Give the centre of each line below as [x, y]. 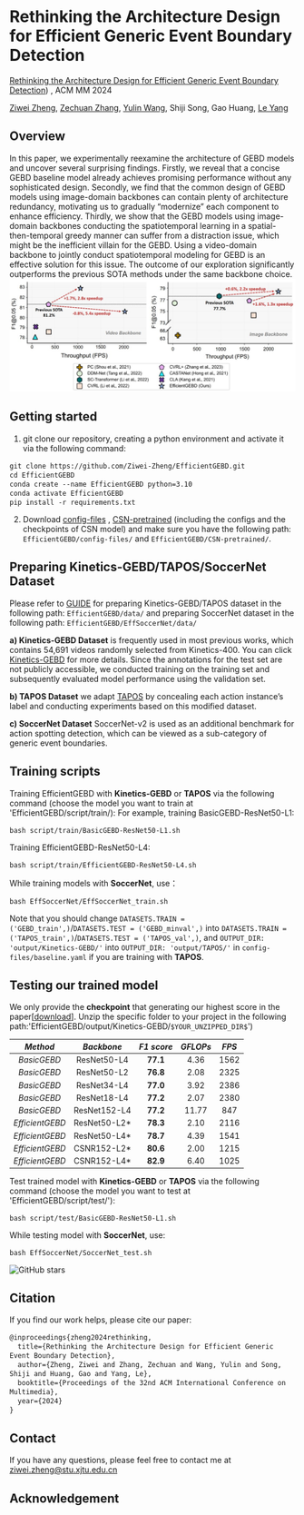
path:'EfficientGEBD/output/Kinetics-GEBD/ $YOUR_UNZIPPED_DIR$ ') [132, 1026]
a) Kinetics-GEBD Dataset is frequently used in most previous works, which [152, 640]
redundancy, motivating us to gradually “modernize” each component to [144, 206]
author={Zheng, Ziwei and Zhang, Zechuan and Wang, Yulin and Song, [150, 1365]
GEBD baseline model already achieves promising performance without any [151, 177]
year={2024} [40, 1401]
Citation [33, 1297]
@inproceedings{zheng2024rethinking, [81, 1338]
